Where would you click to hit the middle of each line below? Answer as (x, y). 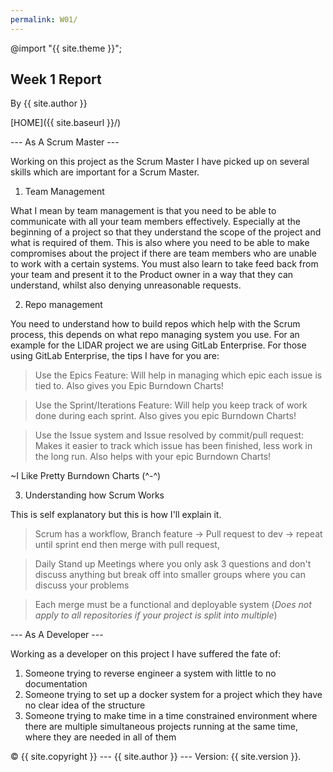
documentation (56, 684)
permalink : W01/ (44, 19)
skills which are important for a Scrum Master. (105, 172)
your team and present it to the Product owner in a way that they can (152, 275)
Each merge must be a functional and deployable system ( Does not (173, 605)
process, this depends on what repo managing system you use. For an (155, 335)
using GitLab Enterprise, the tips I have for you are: (115, 356)
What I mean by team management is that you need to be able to (143, 211)
